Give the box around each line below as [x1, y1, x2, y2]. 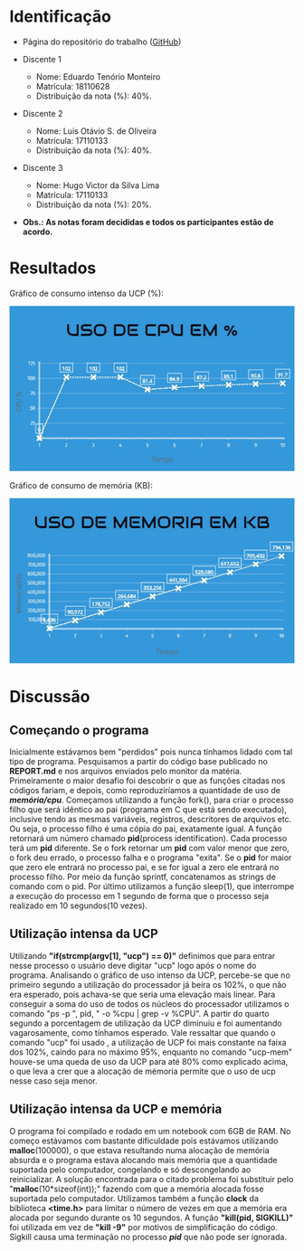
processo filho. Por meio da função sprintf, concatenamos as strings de [9, 871, 276, 883]
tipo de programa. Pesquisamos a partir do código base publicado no [9, 756, 269, 767]
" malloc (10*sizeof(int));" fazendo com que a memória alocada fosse [9, 1183, 264, 1194]
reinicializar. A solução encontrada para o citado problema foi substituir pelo [9, 1173, 294, 1184]
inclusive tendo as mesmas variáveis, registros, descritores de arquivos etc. [9, 814, 292, 825]
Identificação [9, 6, 111, 27]
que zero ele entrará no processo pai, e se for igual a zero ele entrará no [9, 862, 280, 873]
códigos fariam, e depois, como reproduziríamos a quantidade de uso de [9, 785, 281, 796]
